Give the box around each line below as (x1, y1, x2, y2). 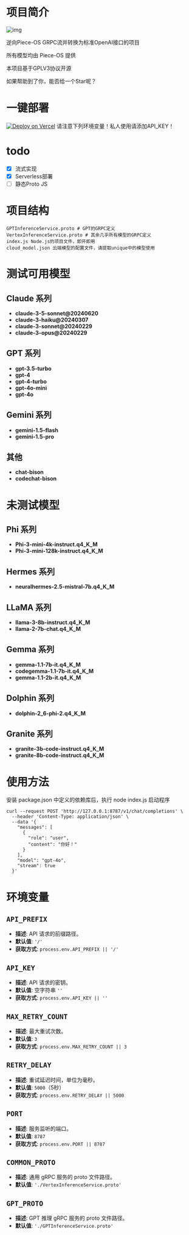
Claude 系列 (6, 293, 52, 303)
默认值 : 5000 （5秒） (15, 1083, 65, 1091)
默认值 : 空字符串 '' (15, 987, 63, 994)
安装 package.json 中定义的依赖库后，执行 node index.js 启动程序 (6, 796, 170, 804)
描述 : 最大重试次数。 (15, 1027, 67, 1035)
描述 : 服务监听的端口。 (15, 1125, 72, 1132)
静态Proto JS (15, 180, 47, 188)
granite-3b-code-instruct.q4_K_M (15, 745, 105, 753)
